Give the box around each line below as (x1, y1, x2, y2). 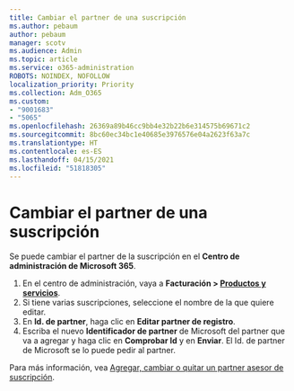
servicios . (22, 288, 61, 298)
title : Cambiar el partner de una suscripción (9, 13, 186, 22)
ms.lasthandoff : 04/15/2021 (9, 155, 115, 164)
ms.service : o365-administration (9, 64, 134, 73)
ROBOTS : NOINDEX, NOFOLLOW (9, 72, 110, 81)
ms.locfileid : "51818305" (9, 164, 106, 173)
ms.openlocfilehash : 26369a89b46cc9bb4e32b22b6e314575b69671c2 (9, 122, 251, 131)
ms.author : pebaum (9, 22, 78, 31)
